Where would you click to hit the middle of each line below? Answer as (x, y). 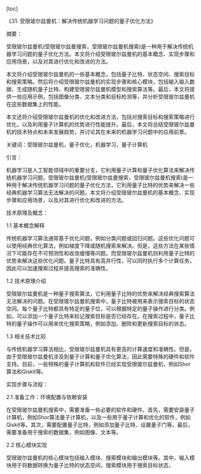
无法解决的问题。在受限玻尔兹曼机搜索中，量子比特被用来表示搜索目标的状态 (100, 301)
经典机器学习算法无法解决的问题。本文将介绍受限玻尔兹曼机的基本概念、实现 (100, 192)
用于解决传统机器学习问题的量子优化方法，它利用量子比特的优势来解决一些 (103, 185)
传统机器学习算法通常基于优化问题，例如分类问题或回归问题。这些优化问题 (98, 238)
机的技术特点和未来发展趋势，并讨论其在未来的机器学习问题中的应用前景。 (98, 132)
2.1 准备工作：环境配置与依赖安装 (47, 397)
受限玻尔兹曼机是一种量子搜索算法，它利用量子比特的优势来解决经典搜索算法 (100, 294)
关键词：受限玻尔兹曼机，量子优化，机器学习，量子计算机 (77, 144)
